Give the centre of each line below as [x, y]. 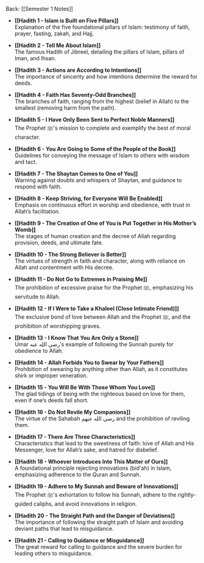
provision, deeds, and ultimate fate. [59, 243]
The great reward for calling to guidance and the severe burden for [98, 547]
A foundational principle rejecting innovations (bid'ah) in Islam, [93, 468]
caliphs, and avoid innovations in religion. [86, 504]
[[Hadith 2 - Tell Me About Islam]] [58, 45]
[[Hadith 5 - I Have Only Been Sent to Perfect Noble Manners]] [94, 119]
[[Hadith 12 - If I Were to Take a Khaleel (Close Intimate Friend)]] [97, 308]
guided [23, 504]
